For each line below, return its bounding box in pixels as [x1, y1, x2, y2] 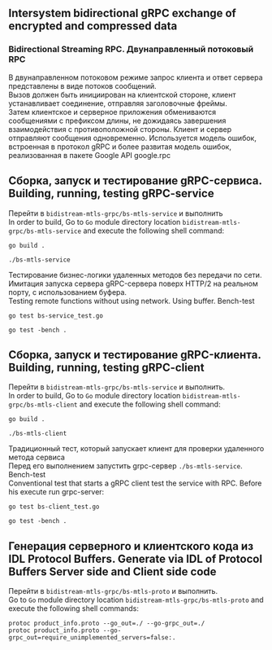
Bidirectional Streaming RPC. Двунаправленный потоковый [8, 44, 254, 55]
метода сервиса [8, 452, 65, 463]
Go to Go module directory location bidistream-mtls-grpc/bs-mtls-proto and [8, 595, 264, 605]
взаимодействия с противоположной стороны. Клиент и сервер [8, 124, 232, 134]
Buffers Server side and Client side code [8, 564, 217, 578]
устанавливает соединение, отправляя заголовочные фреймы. [8, 98, 227, 108]
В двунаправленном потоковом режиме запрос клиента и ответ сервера [8, 72, 263, 82]
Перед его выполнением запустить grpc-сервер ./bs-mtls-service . [8, 461, 243, 471]
